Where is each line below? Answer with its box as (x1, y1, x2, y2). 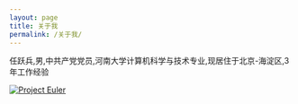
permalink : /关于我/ (9, 30, 83, 39)
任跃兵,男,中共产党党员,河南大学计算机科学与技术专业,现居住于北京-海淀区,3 (9, 56, 290, 66)
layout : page (9, 13, 59, 22)
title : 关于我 (9, 22, 59, 30)
